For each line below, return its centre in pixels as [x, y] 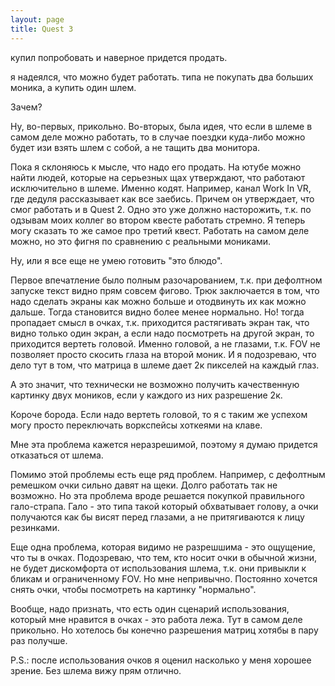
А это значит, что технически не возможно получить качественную [155, 384]
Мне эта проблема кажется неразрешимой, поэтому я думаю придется [164, 444]
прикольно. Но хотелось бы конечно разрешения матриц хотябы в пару [164, 630]
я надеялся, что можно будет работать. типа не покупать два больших [162, 77]
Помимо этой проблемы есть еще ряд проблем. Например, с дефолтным [168, 474]
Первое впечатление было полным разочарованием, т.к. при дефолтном [166, 280]
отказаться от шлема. [57, 455]
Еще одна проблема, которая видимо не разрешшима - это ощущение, [163, 547]
